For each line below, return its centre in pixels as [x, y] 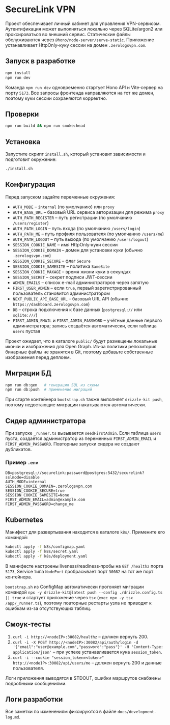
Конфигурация [30, 185]
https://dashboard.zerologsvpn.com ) [51, 304]
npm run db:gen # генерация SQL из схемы [52, 385]
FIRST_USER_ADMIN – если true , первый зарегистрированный [77, 288]
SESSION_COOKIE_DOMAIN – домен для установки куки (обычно [78, 250]
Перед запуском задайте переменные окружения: [60, 197]
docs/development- [137, 712]
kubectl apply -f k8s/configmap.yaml [45, 547]
